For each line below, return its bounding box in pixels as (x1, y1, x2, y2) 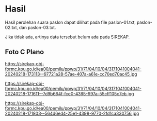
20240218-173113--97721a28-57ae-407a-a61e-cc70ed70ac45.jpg (5, 71, 137, 77)
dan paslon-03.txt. (19, 24, 56, 30)
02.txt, (5, 24, 18, 30)
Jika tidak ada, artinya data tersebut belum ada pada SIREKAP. (5, 34, 130, 40)
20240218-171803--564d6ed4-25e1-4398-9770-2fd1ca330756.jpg (5, 110, 139, 116)
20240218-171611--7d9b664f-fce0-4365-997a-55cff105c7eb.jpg (5, 91, 134, 96)
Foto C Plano (5, 48, 44, 56)
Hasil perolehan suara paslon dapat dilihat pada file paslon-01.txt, (5, 19, 136, 25)
